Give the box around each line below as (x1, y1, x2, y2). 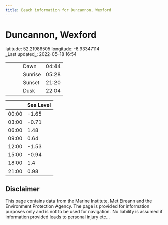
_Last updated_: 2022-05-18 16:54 (5, 51, 77, 57)
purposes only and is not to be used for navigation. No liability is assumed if (5, 209, 163, 215)
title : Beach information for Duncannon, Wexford (5, 7, 112, 13)
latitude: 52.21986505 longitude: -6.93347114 (5, 46, 100, 52)
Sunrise (23, 71, 41, 78)
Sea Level (27, 101, 51, 108)
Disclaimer (5, 185, 40, 193)
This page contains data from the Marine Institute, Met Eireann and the (5, 198, 152, 204)
